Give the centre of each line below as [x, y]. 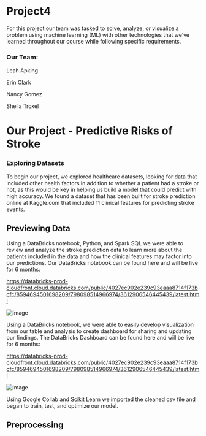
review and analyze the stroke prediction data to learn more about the [94, 250]
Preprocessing [35, 425]
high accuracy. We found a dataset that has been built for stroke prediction [101, 196]
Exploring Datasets [35, 163]
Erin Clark [19, 82]
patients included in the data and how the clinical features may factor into [99, 256]
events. [16, 209]
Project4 [29, 11]
